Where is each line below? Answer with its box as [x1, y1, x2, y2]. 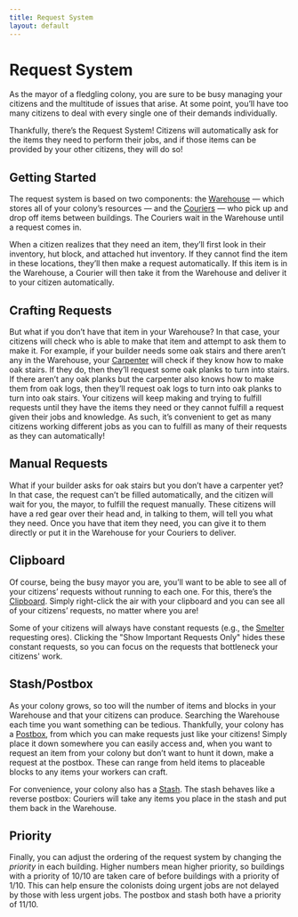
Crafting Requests [9, 303, 113, 318]
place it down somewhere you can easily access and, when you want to [9, 738, 273, 749]
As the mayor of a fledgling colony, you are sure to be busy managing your [9, 89, 283, 100]
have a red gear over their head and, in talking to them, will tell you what [9, 508, 274, 519]
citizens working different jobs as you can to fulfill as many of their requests [9, 421, 287, 432]
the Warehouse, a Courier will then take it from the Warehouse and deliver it [9, 268, 287, 279]
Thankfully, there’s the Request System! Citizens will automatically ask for [9, 126, 278, 136]
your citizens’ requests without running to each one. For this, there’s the [9, 586, 272, 596]
